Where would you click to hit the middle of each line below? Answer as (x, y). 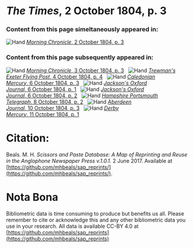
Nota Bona (32, 197)
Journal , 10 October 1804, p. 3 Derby (62, 108)
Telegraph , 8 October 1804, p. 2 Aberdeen (69, 102)
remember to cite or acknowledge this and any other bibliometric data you (96, 220)
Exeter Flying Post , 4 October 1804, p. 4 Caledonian (81, 76)
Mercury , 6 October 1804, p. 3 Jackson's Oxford (76, 83)
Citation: (28, 138)
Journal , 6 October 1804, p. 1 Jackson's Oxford (75, 89)
